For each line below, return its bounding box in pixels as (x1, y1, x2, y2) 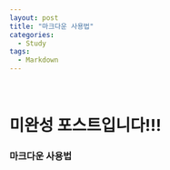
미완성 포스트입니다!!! (9, 115, 162, 136)
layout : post (9, 13, 59, 23)
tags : (9, 47, 30, 56)
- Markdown (17, 55, 59, 65)
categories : (9, 30, 55, 39)
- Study (17, 38, 47, 48)
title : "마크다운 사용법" (9, 22, 95, 31)
